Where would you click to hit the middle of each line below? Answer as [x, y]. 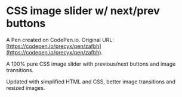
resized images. [26, 88]
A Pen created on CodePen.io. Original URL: [60, 40]
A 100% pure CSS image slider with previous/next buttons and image [91, 64]
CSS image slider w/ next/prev [83, 11]
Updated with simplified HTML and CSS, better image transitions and [91, 82]
